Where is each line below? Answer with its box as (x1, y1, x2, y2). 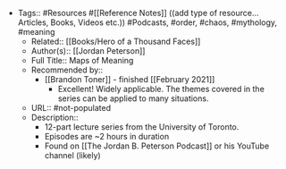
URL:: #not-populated (30, 103, 112, 113)
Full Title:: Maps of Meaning (30, 55, 134, 65)
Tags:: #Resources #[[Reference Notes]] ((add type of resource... (17, 8, 259, 18)
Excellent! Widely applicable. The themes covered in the (57, 84, 265, 94)
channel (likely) (44, 150, 101, 160)
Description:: (30, 112, 79, 123)
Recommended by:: (30, 64, 104, 75)
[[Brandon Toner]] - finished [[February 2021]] (44, 74, 215, 84)
